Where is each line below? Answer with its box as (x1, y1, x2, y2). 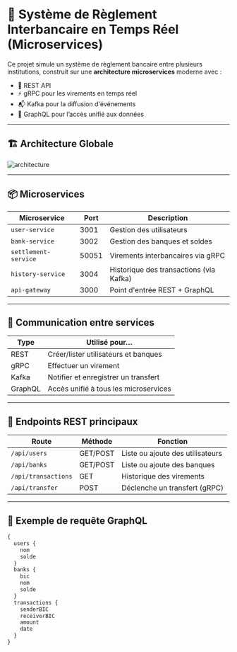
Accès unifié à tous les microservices (47, 384, 171, 394)
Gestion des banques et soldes (109, 236, 213, 246)
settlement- (11, 248, 51, 256)
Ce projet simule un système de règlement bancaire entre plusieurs (7, 59, 203, 68)
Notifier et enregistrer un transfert (47, 372, 160, 382)
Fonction (157, 437, 188, 447)
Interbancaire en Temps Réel (7, 21, 179, 38)
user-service (11, 226, 55, 234)
